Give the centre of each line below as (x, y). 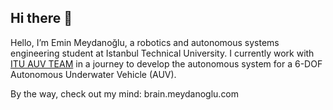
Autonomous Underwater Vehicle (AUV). (93, 74)
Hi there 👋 (41, 18)
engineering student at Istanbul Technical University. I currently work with (162, 53)
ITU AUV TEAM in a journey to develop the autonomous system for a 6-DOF (166, 63)
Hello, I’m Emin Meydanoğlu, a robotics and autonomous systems (145, 42)
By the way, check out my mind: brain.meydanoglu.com (125, 93)
